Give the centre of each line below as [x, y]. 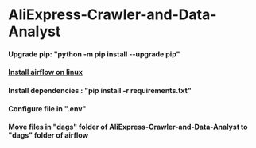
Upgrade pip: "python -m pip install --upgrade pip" [94, 54]
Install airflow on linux [46, 72]
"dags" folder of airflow [48, 135]
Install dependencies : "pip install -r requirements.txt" [100, 90]
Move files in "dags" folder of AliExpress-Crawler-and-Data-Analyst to [128, 127]
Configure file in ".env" [47, 108]
